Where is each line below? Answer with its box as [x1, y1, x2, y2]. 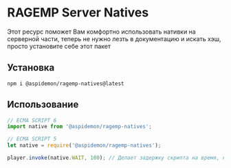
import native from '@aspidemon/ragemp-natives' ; [7, 123, 153, 130]
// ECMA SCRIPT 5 [7, 136, 57, 143]
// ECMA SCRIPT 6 [7, 117, 57, 124]
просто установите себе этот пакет [7, 42, 111, 50]
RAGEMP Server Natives [7, 5, 149, 21]
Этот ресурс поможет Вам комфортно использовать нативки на [7, 27, 196, 36]
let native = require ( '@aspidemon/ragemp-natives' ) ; [7, 142, 162, 149]
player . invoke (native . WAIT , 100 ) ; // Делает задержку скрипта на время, [7, 154, 220, 162]
